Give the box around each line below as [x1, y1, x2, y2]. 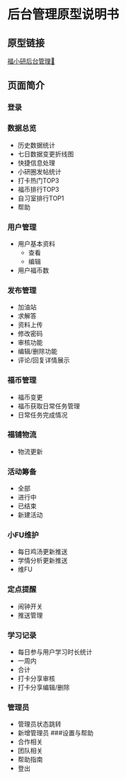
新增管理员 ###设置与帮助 [17, 729, 94, 737]
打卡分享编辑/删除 [17, 683, 70, 691]
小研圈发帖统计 [17, 167, 62, 175]
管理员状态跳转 [17, 720, 62, 729]
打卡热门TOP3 [17, 176, 59, 185]
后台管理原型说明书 [7, 6, 120, 23]
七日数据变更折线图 [17, 149, 74, 158]
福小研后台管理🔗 [7, 57, 55, 65]
